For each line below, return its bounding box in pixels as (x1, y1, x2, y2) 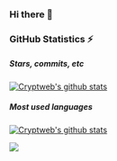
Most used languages (9, 102, 93, 112)
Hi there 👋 (9, 8, 54, 21)
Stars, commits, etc (9, 58, 85, 69)
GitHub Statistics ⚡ (9, 32, 94, 45)
